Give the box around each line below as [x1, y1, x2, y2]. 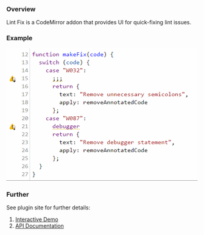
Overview [6, 5, 36, 13]
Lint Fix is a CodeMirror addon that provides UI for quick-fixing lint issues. [6, 19, 192, 26]
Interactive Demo [15, 216, 59, 223]
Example [6, 34, 33, 43]
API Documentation [15, 222, 64, 230]
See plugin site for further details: [6, 203, 90, 211]
